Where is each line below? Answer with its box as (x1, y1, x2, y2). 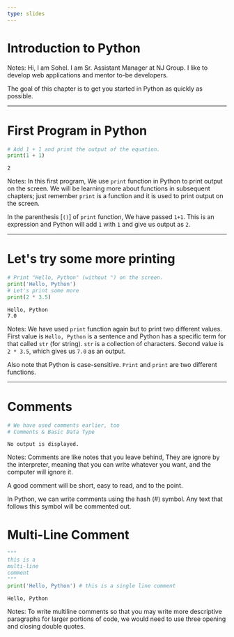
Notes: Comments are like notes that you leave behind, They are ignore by (7, 453, 220, 461)
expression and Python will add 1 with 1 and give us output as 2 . (7, 220, 191, 229)
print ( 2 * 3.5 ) (7, 294, 52, 301)
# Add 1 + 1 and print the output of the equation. (7, 146, 160, 153)
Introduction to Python (7, 40, 141, 56)
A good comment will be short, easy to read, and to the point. (7, 481, 183, 490)
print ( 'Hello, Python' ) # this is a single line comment (7, 582, 176, 590)
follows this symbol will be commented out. (7, 502, 132, 511)
